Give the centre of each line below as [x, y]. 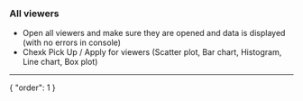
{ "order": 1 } [32, 87]
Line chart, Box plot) [60, 62]
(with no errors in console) [72, 42]
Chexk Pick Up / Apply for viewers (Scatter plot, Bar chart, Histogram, [152, 52]
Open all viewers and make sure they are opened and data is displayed [154, 33]
